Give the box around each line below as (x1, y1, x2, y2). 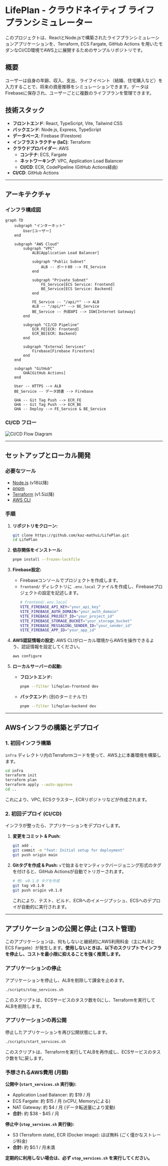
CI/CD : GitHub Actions (12, 170, 59, 176)
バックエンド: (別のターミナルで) (19, 694, 87, 700)
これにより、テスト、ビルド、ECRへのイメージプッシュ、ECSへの (12, 897, 147, 903)
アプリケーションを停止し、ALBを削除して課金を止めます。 (5, 977, 127, 983)
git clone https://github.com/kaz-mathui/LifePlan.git (12, 532, 129, 538)
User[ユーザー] (23, 229, 51, 234)
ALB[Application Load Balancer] (31, 251, 99, 256)
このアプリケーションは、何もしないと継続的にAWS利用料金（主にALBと (5, 939, 155, 945)
